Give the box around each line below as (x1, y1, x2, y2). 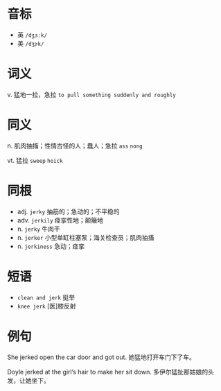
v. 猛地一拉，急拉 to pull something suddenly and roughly (7, 90, 177, 98)
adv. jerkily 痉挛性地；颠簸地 (17, 216, 104, 224)
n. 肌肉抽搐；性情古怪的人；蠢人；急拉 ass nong (7, 141, 143, 150)
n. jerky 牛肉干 (17, 225, 60, 233)
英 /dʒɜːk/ (17, 31, 47, 39)
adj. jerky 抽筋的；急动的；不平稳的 (17, 207, 120, 216)
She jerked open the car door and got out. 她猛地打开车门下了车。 (7, 353, 195, 361)
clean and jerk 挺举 (17, 293, 75, 302)
